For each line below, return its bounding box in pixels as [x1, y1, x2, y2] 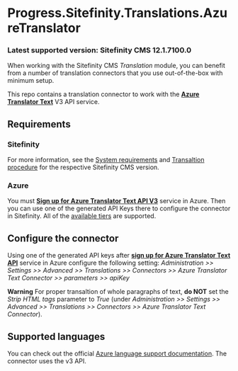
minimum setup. [7, 76, 55, 85]
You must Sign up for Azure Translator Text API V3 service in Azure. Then [7, 197, 226, 205]
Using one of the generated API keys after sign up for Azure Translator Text [7, 251, 231, 260]
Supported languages [7, 331, 106, 343]
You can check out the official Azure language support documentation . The [7, 349, 227, 358]
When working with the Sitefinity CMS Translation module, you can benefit [7, 62, 225, 70]
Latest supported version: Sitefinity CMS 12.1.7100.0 [7, 45, 192, 55]
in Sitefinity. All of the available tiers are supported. [7, 212, 157, 220]
